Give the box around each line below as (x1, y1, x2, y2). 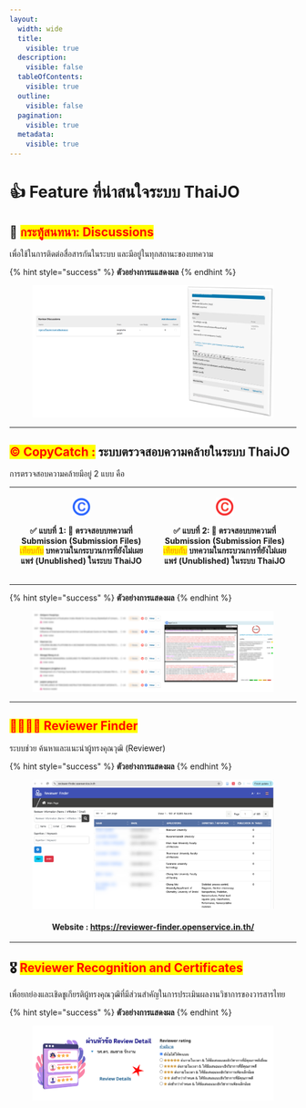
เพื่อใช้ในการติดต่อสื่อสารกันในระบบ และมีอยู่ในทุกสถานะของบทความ (9, 249, 214, 259)
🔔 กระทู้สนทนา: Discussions (9, 224, 155, 240)
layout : (9, 15, 39, 24)
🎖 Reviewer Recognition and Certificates (9, 959, 243, 975)
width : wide (17, 24, 64, 34)
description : (17, 53, 67, 63)
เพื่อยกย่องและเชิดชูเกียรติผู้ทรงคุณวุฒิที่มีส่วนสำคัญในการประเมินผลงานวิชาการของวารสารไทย (9, 989, 286, 1000)
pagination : (17, 110, 64, 120)
